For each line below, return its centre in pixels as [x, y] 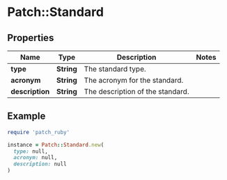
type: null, [31, 151]
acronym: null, [36, 158]
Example [26, 116]
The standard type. [115, 69]
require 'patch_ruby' [39, 132]
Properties [31, 38]
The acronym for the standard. [134, 80]
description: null [40, 164]
